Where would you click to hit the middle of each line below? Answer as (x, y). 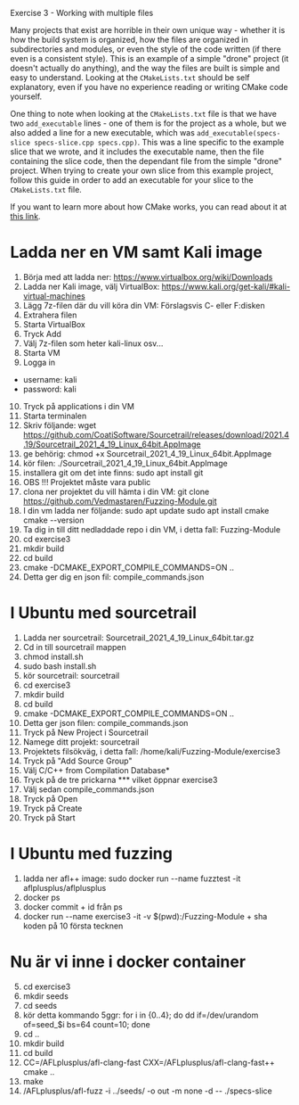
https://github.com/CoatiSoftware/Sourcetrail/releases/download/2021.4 (156, 434)
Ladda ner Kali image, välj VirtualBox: (91, 286)
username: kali (50, 379)
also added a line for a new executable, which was (102, 132)
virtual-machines (54, 296)
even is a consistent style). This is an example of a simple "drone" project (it (149, 58)
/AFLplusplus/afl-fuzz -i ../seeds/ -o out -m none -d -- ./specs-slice (147, 1091)
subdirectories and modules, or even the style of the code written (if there (145, 49)
